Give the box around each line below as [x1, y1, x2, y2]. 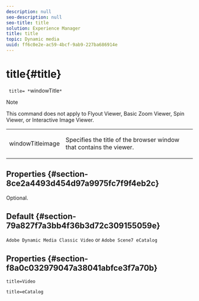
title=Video [6, 278, 36, 285]
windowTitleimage [9, 139, 60, 147]
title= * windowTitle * [8, 87, 62, 94]
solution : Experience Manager [6, 25, 81, 31]
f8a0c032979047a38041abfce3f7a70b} [6, 262, 158, 273]
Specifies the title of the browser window [65, 135, 179, 144]
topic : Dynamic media [6, 36, 60, 42]
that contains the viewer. [65, 143, 134, 151]
